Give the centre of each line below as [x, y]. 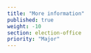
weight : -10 [24, 26]
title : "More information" [46, 13]
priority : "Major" [33, 39]
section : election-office [44, 33]
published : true [30, 20]
